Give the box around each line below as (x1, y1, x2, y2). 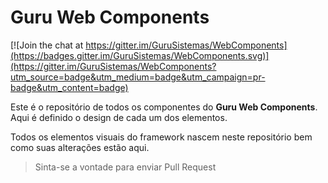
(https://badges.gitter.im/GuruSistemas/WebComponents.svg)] (10, 49, 270, 61)
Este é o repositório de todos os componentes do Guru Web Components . (10, 101, 318, 113)
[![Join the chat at (10, 39, 84, 51)
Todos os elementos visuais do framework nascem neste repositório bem (10, 131, 313, 143)
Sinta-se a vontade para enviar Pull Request (34, 161, 217, 173)
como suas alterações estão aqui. (10, 141, 150, 153)
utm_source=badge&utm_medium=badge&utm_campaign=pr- (10, 71, 266, 83)
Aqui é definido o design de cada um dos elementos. (10, 111, 228, 123)
